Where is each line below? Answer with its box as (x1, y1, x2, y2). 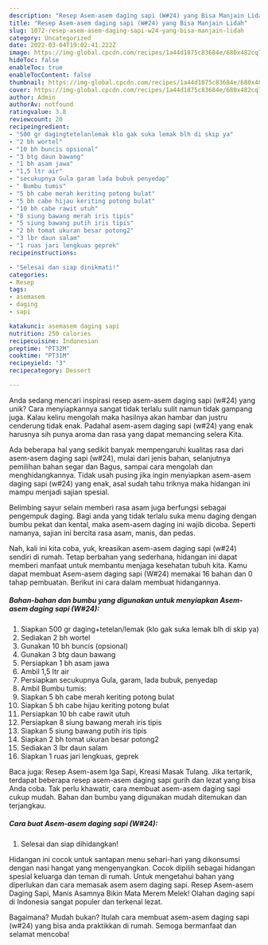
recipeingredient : (9, 123, 70, 131)
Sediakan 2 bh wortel (20, 632, 91, 642)
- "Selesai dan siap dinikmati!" (9, 263, 120, 271)
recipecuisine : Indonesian (9, 337, 99, 345)
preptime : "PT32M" (9, 345, 70, 352)
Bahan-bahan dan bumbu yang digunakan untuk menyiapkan (9, 596, 219, 605)
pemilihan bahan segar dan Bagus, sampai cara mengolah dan (9, 462, 213, 471)
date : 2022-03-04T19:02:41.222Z (9, 41, 116, 49)
